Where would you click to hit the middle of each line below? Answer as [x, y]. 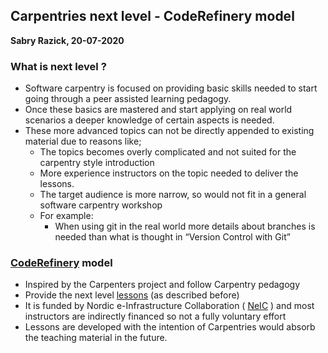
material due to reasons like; [83, 141]
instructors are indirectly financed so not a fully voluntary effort [155, 316]
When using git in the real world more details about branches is [185, 226]
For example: [66, 216]
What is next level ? [58, 66]
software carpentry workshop [101, 205]
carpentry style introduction [97, 163]
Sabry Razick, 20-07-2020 [67, 40]
